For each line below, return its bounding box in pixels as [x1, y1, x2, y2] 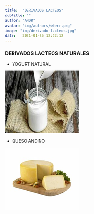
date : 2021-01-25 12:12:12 [5, 33, 64, 38]
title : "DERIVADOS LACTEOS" [5, 8, 64, 13]
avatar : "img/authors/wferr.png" [5, 23, 72, 28]
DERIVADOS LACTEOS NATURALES [5, 50, 90, 57]
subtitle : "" [5, 13, 31, 18]
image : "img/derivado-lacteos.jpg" [5, 28, 77, 33]
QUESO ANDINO [12, 138, 45, 144]
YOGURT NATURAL [12, 61, 51, 67]
